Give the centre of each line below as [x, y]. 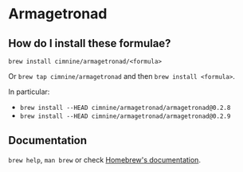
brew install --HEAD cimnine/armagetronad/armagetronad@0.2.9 [125, 116]
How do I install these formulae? [90, 43]
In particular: [29, 92]
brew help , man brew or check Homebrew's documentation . [105, 159]
